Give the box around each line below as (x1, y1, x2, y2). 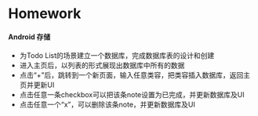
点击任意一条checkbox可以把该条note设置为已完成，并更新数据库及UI (19, 90, 245, 100)
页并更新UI (19, 80, 55, 90)
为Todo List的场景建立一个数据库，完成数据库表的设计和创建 (19, 51, 215, 60)
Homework (8, 5, 82, 23)
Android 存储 (8, 32, 51, 42)
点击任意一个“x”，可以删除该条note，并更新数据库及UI (19, 100, 196, 110)
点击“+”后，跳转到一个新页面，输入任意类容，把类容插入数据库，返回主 (19, 71, 251, 80)
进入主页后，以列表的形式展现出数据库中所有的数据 (19, 60, 185, 71)
